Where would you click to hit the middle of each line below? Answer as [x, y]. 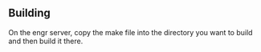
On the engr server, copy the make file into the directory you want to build [130, 32]
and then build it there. [46, 41]
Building [29, 13]
